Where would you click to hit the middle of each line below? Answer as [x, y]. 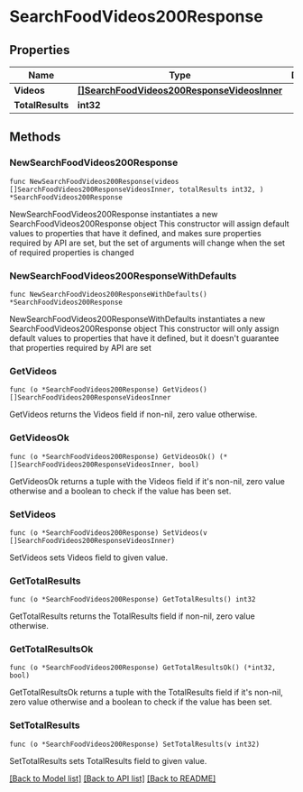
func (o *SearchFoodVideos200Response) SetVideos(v [108, 533]
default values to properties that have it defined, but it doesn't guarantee [144, 338]
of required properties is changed [72, 252]
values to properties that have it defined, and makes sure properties [135, 233]
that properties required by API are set [80, 347]
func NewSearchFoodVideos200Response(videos [94, 181]
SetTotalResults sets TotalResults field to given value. [108, 760]
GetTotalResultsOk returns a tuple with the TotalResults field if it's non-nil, [147, 693]
